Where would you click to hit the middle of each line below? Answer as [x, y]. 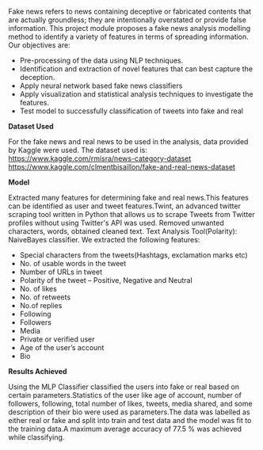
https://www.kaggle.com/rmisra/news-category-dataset [100, 158]
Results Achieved [38, 371]
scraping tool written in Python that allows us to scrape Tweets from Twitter [131, 214]
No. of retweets [45, 297]
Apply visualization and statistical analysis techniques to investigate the [136, 94]
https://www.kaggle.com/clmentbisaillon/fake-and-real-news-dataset [122, 167]
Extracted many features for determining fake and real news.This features [129, 198]
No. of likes [38, 289]
